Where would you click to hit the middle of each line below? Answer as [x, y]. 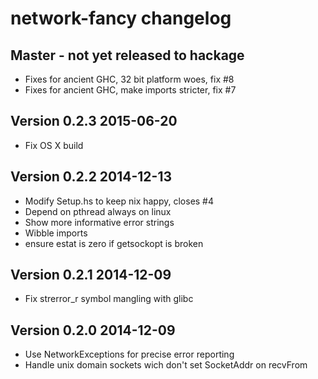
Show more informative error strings [99, 222]
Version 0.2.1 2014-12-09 [91, 275]
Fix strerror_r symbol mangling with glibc [109, 299]
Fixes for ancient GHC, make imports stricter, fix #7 [130, 90]
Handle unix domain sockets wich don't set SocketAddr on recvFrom [166, 365]
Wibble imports [56, 233]
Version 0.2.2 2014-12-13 [91, 177]
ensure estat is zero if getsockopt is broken [114, 243]
